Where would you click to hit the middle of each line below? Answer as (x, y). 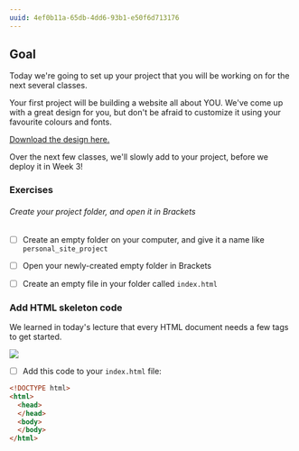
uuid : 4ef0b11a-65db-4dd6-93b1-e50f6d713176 (94, 18)
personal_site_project (65, 249)
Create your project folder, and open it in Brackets (103, 211)
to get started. (36, 337)
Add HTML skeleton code (66, 308)
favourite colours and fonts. (61, 122)
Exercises (32, 190)
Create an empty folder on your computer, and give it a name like (143, 239)
